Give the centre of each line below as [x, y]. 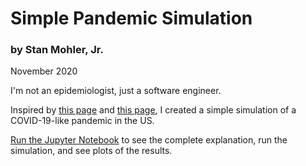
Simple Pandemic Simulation [131, 18]
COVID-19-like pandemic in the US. [82, 121]
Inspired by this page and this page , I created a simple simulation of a [153, 110]
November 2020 [44, 71]
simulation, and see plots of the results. [91, 151]
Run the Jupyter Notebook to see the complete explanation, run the [149, 140]
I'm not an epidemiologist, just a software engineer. [116, 91]
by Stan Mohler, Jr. [57, 50]
